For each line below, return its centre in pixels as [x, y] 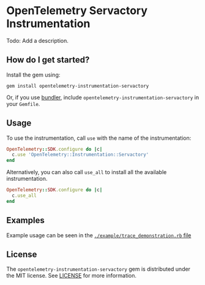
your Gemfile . [23, 104]
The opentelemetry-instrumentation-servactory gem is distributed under [99, 269]
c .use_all [24, 196]
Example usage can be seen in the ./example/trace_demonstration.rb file [99, 235]
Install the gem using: [33, 75]
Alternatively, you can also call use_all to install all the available [87, 172]
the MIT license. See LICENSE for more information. [71, 276]
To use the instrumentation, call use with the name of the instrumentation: [99, 138]
